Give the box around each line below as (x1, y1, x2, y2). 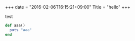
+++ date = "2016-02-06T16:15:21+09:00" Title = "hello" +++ (5, 4, 131, 10)
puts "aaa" (9, 27, 32, 32)
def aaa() (5, 23, 26, 28)
